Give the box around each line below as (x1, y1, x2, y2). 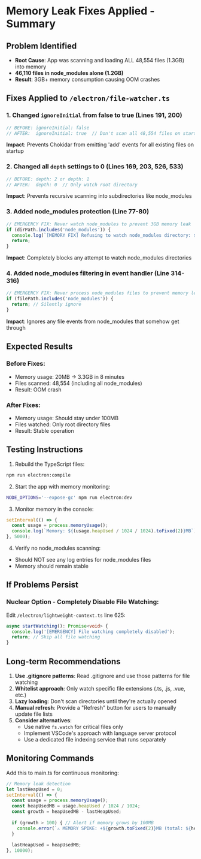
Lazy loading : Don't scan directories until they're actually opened (14, 698, 176, 705)
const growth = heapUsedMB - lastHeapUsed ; (11, 809, 121, 815)
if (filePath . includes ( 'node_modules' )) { (6, 296, 114, 302)
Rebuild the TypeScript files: (14, 460, 85, 468)
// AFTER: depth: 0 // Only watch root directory (6, 182, 138, 188)
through (6, 324, 26, 331)
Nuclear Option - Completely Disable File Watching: (6, 598, 160, 606)
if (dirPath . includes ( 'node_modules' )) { (6, 227, 111, 233)
